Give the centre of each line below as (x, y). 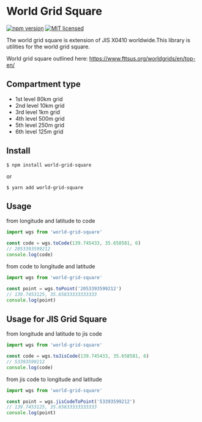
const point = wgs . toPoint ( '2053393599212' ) (64, 288)
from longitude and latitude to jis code (54, 334)
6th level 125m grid (39, 131)
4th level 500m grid (40, 118)
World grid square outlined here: (47, 58)
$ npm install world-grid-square (49, 165)
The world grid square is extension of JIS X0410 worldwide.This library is (99, 40)
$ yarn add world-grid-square (45, 187)
